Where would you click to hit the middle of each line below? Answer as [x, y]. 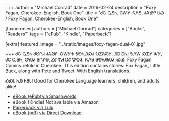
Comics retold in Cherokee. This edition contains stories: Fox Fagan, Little [83, 65]
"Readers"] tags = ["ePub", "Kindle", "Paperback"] [58, 34]
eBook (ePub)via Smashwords [45, 96]
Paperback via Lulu [33, 107]
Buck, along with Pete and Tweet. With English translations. [68, 71]
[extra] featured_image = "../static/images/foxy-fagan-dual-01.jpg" [76, 44]
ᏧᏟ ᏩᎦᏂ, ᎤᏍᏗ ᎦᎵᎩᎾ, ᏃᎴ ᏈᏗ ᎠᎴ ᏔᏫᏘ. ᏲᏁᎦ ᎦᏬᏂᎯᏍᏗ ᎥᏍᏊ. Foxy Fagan [78, 59]
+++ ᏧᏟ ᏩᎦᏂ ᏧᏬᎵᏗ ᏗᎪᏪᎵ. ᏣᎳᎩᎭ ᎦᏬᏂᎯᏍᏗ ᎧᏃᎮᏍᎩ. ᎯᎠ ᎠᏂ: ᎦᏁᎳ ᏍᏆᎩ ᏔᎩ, [84, 54]
